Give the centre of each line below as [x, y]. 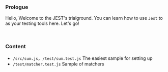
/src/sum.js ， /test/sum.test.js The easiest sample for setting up [82, 58]
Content [16, 47]
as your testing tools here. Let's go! [43, 23]
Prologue [17, 7]
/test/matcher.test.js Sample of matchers [58, 64]
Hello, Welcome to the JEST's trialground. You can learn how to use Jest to [84, 18]
